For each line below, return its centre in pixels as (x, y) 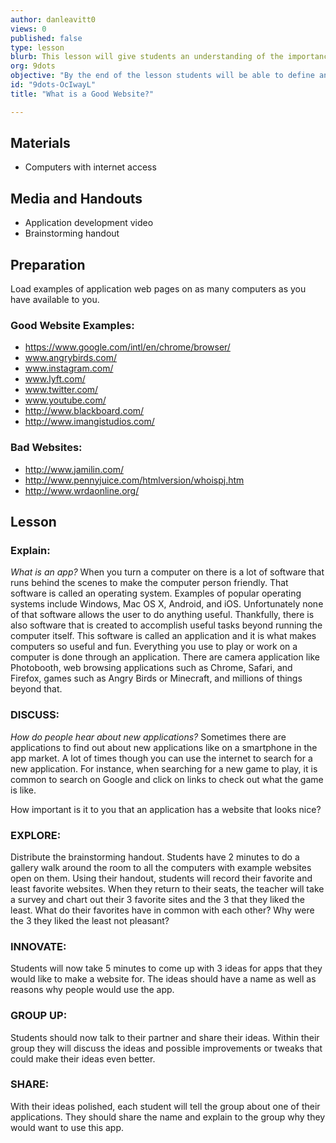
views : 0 (28, 29)
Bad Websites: (46, 448)
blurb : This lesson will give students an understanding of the (147, 57)
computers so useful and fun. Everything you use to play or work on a (154, 647)
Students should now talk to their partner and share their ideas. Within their (165, 1037)
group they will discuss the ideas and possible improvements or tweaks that (166, 1048)
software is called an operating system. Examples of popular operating (156, 593)
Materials (40, 143)
